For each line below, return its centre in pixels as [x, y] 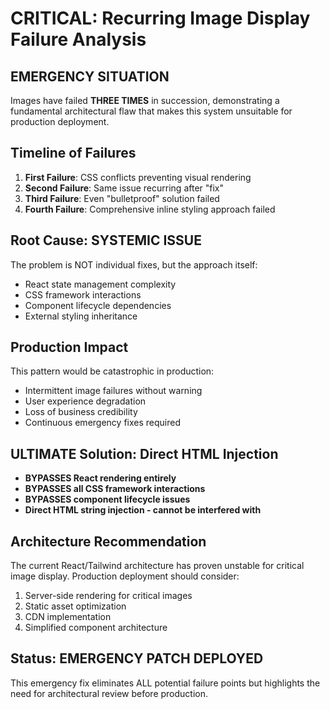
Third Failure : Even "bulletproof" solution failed [122, 198]
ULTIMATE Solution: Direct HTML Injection [144, 453]
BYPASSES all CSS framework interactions [115, 489]
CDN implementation [68, 617]
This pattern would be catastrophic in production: [112, 371]
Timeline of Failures [73, 153]
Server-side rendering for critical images [108, 596]
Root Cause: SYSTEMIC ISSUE [106, 240]
